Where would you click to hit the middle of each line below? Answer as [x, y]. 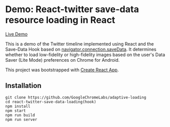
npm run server [21, 119]
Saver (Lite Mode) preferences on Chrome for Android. [63, 60]
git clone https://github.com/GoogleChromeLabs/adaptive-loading [76, 97]
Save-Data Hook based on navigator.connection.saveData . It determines [81, 49]
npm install [18, 106]
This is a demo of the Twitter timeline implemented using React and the [79, 44]
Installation [23, 86]
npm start [16, 111]
